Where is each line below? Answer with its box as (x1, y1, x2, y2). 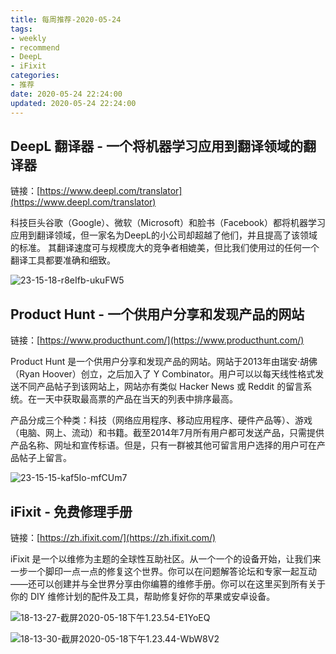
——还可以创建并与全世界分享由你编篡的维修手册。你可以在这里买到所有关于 (10, 577, 326, 590)
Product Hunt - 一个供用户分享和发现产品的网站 (10, 306, 305, 323)
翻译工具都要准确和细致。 (10, 254, 116, 266)
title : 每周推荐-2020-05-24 (10, 14, 122, 25)
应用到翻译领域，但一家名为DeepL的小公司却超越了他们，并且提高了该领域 (10, 229, 318, 241)
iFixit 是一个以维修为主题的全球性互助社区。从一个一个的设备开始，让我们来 (10, 552, 322, 565)
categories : (10, 71, 60, 81)
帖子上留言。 (18, 452, 72, 464)
